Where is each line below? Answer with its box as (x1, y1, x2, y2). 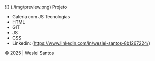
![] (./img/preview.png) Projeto (5, 4, 67, 10)
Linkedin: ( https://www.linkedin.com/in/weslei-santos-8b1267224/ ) (12, 40, 151, 46)
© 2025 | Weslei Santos (5, 50, 54, 56)
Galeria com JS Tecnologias (12, 14, 70, 19)
